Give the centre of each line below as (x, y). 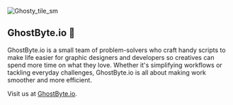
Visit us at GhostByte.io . (42, 93)
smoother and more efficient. (50, 80)
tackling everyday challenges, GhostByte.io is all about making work (107, 72)
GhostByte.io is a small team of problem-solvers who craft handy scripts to (116, 50)
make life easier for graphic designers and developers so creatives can (111, 57)
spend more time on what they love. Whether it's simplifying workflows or (115, 65)
